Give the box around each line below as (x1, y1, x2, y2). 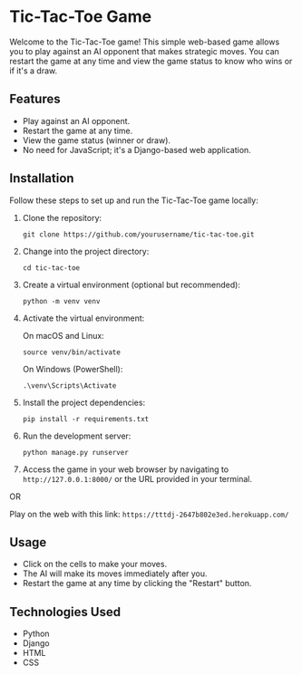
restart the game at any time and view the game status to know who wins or (9, 55, 293, 66)
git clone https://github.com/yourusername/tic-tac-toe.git (22, 229, 255, 239)
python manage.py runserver (22, 448, 129, 457)
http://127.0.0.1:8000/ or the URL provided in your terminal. (22, 473, 252, 484)
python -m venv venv (22, 296, 101, 305)
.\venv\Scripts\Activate (22, 381, 117, 391)
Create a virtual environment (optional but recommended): (22, 279, 240, 290)
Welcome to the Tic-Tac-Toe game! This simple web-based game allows (9, 36, 280, 47)
